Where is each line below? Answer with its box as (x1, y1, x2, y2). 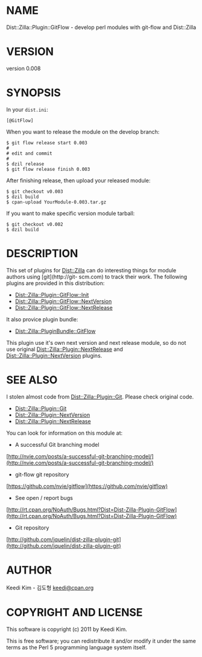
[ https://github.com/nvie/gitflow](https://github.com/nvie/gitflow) (6, 482, 168, 490)
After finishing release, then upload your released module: (6, 176, 151, 184)
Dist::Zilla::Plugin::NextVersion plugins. (6, 351, 103, 359)
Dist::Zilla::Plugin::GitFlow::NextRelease (14, 304, 113, 311)
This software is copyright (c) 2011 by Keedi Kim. (6, 626, 128, 633)
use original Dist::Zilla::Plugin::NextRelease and (6, 345, 124, 353)
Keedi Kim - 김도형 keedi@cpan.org (6, 584, 94, 591)
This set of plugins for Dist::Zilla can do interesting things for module (6, 266, 177, 274)
